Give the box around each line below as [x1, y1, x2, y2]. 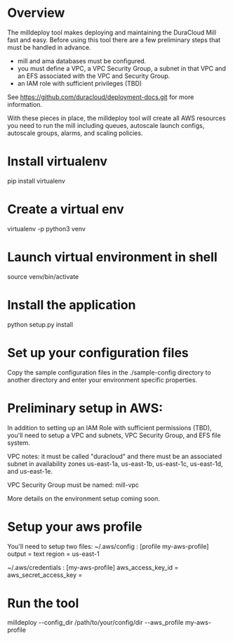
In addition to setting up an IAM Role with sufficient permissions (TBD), [7, 423, 212, 432]
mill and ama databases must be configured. [17, 56, 147, 65]
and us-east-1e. [7, 467, 53, 475]
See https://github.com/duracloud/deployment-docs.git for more [7, 93, 194, 101]
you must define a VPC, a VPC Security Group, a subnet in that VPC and [17, 64, 227, 72]
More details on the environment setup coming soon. [7, 494, 160, 503]
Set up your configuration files [7, 344, 189, 361]
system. [7, 438, 30, 447]
